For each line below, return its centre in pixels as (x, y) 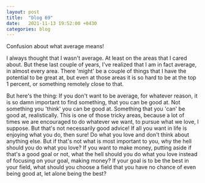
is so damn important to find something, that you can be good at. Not (93, 102)
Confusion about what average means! (55, 46)
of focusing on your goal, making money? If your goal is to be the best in (98, 161)
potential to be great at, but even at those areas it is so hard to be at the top (102, 77)
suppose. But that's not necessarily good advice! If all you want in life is (97, 128)
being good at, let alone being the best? (57, 174)
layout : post (23, 12)
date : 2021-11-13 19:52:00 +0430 (52, 23)
